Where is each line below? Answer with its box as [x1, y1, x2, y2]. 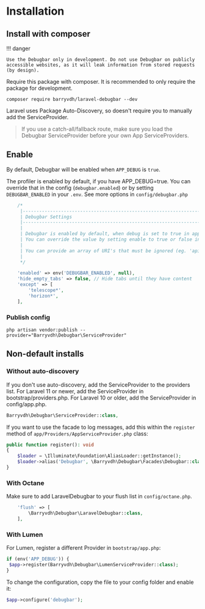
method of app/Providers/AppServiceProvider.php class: [6, 429, 148, 437]
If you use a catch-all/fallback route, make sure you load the [21, 125, 173, 133]
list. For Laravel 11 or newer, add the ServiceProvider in [6, 387, 144, 395]
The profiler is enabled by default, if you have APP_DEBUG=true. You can [6, 177, 191, 184]
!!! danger [6, 45, 31, 52]
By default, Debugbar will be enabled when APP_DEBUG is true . [6, 166, 160, 173]
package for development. [6, 84, 73, 92]
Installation [6, 4, 65, 18]
